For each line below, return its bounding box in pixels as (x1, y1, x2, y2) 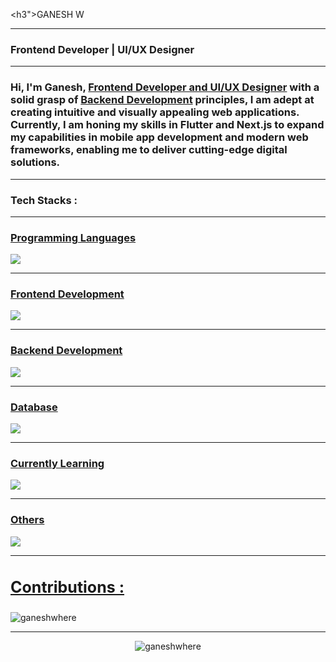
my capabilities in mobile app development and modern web (10, 130, 309, 144)
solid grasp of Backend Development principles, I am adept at (10, 93, 315, 107)
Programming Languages (10, 230, 137, 244)
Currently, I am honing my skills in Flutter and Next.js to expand (10, 118, 325, 132)
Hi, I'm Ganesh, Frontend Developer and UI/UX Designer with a (10, 80, 320, 94)
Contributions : (10, 577, 125, 597)
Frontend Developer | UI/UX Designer (10, 42, 195, 56)
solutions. (10, 155, 61, 169)
